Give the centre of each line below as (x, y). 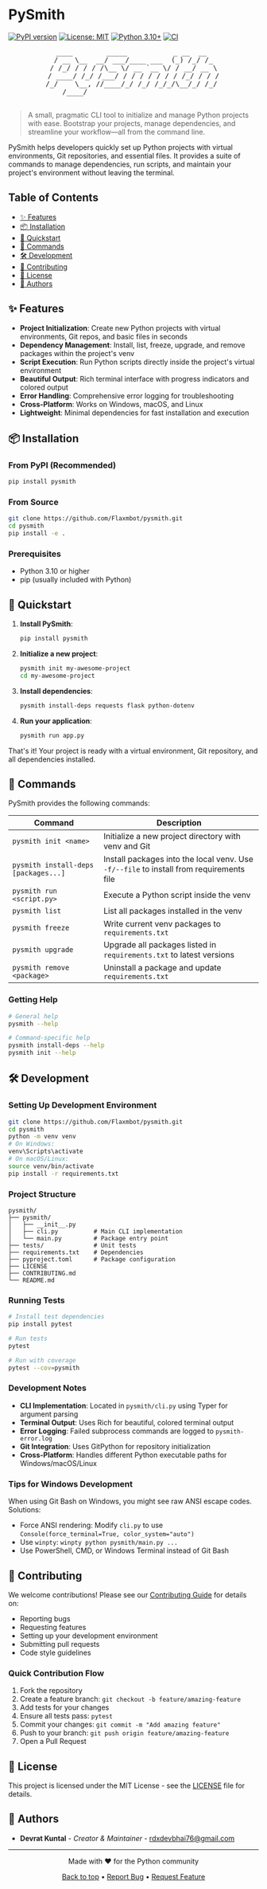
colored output (44, 387)
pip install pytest (41, 1324)
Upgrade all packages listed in (160, 945)
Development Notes (48, 1388)
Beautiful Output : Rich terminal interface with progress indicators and (134, 378)
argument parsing (49, 1414)
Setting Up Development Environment (83, 1105)
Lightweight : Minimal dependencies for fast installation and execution (134, 413)
